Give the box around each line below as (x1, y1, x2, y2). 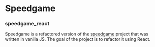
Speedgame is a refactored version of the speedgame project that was (5, 31, 149, 37)
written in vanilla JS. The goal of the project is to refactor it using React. (5, 36, 151, 42)
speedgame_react (5, 20, 50, 27)
